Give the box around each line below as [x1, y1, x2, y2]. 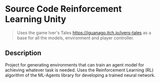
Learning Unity [5, 14, 67, 25]
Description [5, 49, 41, 57]
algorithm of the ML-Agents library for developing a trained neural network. [5, 72, 156, 78]
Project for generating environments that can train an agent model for [5, 62, 144, 67]
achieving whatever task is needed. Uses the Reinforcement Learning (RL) [5, 67, 154, 73]
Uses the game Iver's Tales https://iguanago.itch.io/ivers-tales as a [17, 30, 152, 35]
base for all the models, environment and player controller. [17, 35, 134, 41]
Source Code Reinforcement [5, 3, 122, 15]
